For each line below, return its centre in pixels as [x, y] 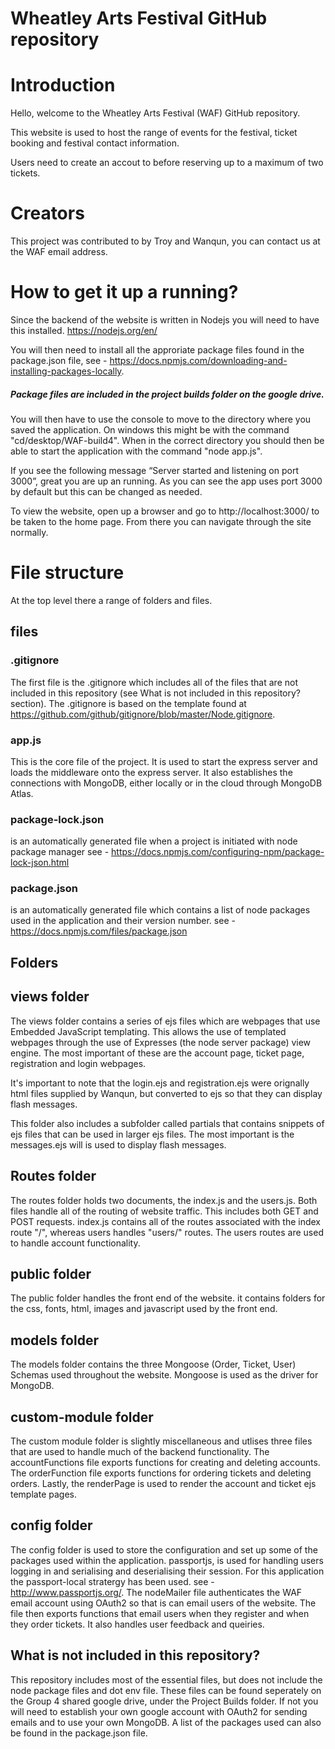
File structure [67, 573]
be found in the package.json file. [79, 1733]
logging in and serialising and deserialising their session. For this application [167, 1571]
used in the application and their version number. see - [123, 921]
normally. [29, 532]
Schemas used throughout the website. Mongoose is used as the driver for [164, 1375]
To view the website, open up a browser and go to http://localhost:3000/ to [165, 511]
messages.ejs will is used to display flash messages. [118, 1144]
